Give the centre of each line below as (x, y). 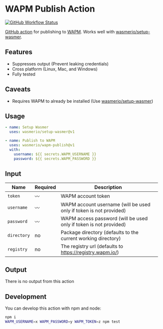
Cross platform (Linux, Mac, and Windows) (55, 69)
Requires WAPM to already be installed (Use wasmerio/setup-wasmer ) (83, 101)
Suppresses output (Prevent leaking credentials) (60, 63)
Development (26, 297)
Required (45, 188)
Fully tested (24, 74)
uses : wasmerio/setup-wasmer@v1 (42, 132)
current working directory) (91, 238)
